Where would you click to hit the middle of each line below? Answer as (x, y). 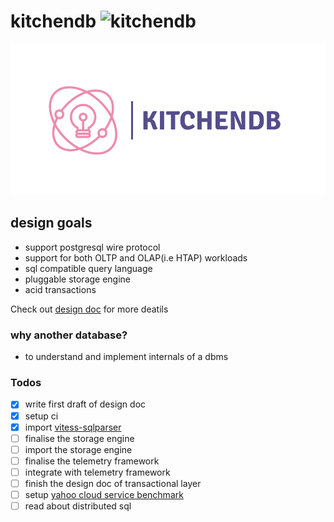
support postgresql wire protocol (92, 247)
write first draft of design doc (85, 404)
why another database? (69, 335)
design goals (51, 223)
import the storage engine (78, 449)
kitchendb (53, 21)
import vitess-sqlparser (73, 427)
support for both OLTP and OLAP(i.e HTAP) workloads (136, 257)
